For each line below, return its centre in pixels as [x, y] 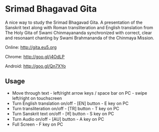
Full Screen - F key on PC [37, 124]
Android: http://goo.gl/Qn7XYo [35, 66]
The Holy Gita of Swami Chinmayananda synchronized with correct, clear [79, 33]
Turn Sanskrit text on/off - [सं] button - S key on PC [63, 114]
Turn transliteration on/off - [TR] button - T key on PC [66, 108]
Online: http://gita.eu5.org [31, 47]
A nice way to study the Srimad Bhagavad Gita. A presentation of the [74, 22]
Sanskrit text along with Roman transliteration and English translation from [79, 27]
